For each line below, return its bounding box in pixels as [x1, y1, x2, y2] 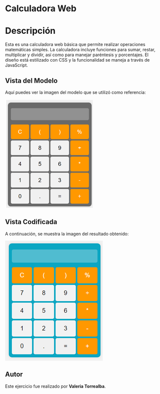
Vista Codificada [5, 218, 57, 226]
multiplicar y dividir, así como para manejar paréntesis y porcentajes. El [5, 52, 149, 58]
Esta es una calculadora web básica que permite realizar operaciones [5, 42, 146, 47]
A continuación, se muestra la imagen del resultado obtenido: [5, 231, 129, 237]
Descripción [5, 25, 56, 37]
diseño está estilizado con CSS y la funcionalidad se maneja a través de [5, 57, 150, 63]
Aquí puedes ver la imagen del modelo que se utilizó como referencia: [5, 89, 146, 95]
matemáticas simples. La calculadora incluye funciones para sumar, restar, [5, 47, 156, 53]
